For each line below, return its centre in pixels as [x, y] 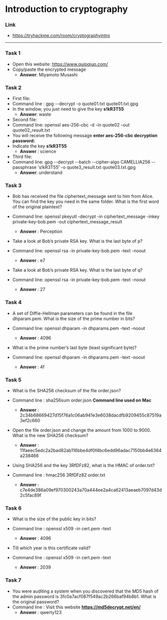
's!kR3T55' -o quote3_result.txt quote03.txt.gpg [86, 167]
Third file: [22, 157]
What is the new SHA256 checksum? [50, 435]
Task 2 [13, 87]
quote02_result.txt [31, 130]
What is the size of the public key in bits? [54, 519]
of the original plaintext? [37, 207]
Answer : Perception [41, 232]
